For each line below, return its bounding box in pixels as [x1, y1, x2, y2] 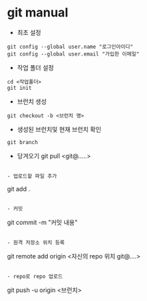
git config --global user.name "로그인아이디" [7, 43, 133, 50]
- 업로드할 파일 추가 [7, 173, 57, 180]
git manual [7, 5, 68, 21]
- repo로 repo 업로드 [7, 273, 63, 280]
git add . [7, 184, 31, 193]
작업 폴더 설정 [16, 63, 54, 71]
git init [7, 84, 32, 91]
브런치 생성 [16, 97, 47, 106]
